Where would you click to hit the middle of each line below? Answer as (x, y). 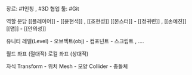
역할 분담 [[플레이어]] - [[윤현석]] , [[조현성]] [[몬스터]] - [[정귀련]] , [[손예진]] (96, 21)
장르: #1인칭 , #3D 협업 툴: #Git (43, 9)
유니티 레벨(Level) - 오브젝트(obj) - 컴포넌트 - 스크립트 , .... (75, 41)
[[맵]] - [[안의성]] (26, 29)
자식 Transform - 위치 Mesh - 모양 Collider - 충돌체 (67, 66)
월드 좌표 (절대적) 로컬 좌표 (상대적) (47, 54)
